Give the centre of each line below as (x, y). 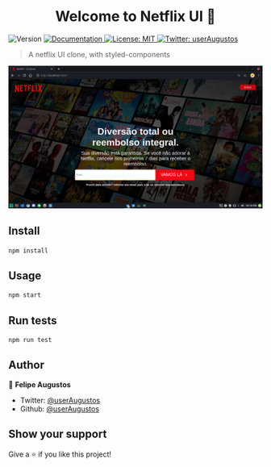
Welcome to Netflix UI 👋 (135, 17)
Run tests (33, 321)
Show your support (58, 434)
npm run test (30, 340)
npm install (28, 250)
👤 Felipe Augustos (40, 384)
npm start (25, 295)
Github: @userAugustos (59, 409)
